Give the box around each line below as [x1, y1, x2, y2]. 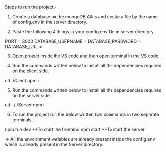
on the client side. [12, 68, 49, 74]
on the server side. [12, 93, 51, 98]
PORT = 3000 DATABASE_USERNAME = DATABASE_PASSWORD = [5, 38, 141, 44]
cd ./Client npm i [5, 78, 39, 83]
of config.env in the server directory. [12, 19, 88, 25]
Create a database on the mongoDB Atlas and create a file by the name [12, 14, 158, 19]
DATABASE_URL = [5, 44, 42, 49]
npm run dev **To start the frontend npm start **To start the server [5, 126, 145, 132]
